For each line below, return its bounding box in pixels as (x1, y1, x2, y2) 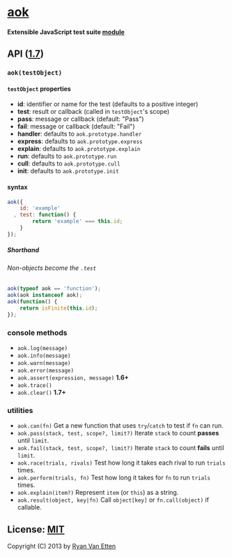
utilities (7, 405, 33, 415)
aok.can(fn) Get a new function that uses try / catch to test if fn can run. (17, 421, 224, 430)
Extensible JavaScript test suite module (7, 27, 125, 36)
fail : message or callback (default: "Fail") (17, 122, 135, 131)
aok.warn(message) (17, 360, 71, 367)
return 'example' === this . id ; (32, 218, 123, 225)
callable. (17, 503, 42, 512)
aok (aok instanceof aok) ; (7, 291, 82, 299)
